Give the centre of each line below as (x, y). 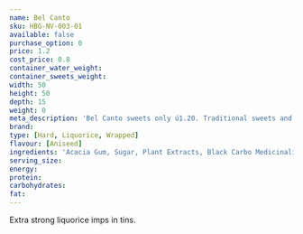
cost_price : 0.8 (40, 60)
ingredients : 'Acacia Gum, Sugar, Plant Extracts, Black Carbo (131, 152)
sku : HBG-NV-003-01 (46, 26)
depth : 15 (28, 102)
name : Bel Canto (40, 18)
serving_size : (36, 160)
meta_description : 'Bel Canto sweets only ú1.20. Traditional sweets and (151, 118)
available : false (42, 34)
